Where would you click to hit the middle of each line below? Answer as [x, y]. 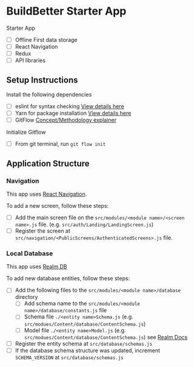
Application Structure [48, 163]
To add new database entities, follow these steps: [68, 278]
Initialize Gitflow [26, 132]
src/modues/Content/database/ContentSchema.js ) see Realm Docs [106, 337]
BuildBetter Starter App [66, 11]
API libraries [30, 60]
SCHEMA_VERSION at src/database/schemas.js [69, 357]
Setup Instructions [42, 80]
